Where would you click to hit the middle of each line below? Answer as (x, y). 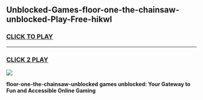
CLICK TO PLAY (30, 37)
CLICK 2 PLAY (27, 59)
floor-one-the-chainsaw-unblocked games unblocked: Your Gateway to (98, 84)
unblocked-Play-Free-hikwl (59, 20)
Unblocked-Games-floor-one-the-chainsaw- (93, 10)
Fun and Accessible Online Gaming (51, 90)
